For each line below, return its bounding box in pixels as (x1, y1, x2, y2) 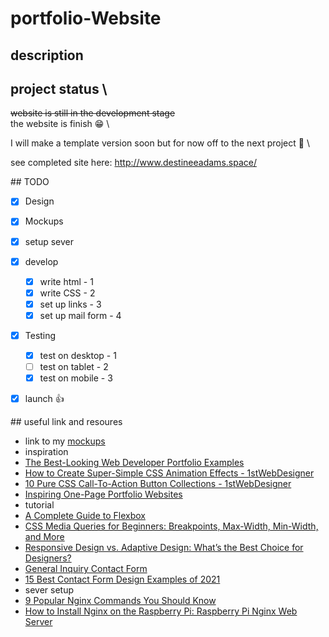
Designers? (24, 552, 72, 564)
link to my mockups (24, 435, 106, 447)
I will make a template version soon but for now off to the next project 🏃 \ (10, 137, 310, 149)
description (10, 47, 84, 64)
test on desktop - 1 (39, 349, 117, 361)
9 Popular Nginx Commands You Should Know (24, 595, 217, 607)
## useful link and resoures (10, 416, 123, 428)
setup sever (24, 235, 75, 247)
